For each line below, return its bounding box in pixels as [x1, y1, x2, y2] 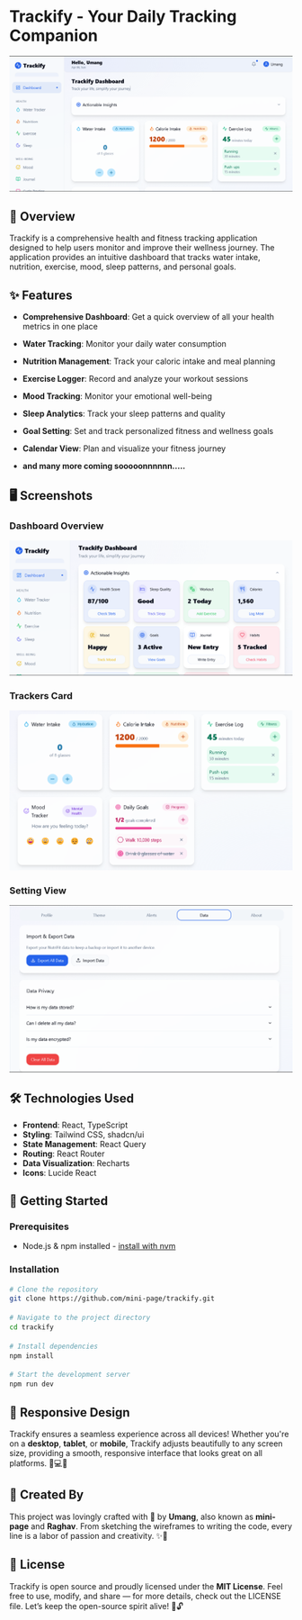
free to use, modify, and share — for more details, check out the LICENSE [9, 1590, 281, 1601]
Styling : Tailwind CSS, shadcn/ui [22, 1128, 145, 1140]
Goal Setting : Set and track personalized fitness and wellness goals [22, 426, 274, 437]
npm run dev [9, 1380, 54, 1389]
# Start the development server [9, 1371, 130, 1380]
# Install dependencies [9, 1342, 99, 1351]
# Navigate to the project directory [9, 1313, 151, 1323]
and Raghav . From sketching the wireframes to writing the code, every [31, 1520, 293, 1532]
